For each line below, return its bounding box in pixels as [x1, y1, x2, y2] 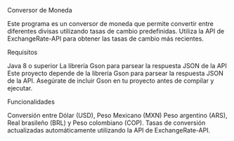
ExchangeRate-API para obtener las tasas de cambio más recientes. [7, 34, 204, 43]
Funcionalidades [7, 98, 55, 106]
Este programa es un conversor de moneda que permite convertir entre [7, 20, 214, 27]
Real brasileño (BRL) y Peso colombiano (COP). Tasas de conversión [7, 119, 206, 127]
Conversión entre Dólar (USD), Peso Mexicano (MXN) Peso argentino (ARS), [7, 112, 228, 119]
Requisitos [7, 48, 38, 56]
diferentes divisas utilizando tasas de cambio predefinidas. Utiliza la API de [7, 27, 225, 35]
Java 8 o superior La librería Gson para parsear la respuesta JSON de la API [7, 62, 227, 69]
